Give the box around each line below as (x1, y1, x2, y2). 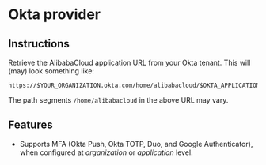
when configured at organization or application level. (19, 148, 193, 157)
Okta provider (8, 6, 101, 24)
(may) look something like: (8, 66, 95, 76)
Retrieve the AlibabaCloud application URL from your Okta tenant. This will (8, 58, 251, 67)
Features (8, 118, 53, 132)
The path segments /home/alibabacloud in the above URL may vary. (8, 96, 229, 104)
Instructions (8, 37, 70, 51)
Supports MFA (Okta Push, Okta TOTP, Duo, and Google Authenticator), (19, 139, 253, 148)
